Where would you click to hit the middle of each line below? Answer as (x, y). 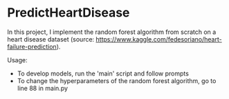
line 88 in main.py (42, 88)
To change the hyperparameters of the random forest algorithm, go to (117, 80)
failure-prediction (32, 46)
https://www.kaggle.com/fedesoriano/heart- (159, 39)
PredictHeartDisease (68, 13)
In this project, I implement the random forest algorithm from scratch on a (112, 32)
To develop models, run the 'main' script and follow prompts (103, 73)
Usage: (17, 60)
